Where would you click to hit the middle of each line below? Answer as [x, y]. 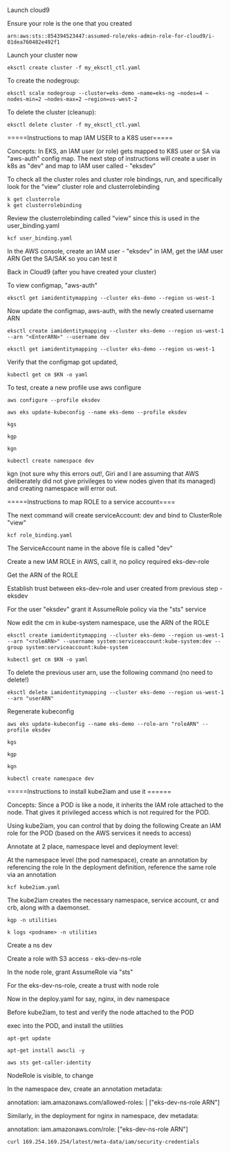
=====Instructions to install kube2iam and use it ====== [89, 791]
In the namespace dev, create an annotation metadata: [85, 1089]
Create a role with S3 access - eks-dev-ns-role [74, 958]
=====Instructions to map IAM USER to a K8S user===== [90, 138]
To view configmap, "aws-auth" [53, 285]
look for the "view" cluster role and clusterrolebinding [84, 187]
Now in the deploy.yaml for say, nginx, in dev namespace [89, 999]
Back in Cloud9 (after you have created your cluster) [82, 272]
